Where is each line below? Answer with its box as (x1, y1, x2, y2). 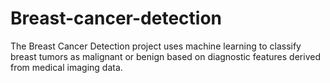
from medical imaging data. (10, 61, 123, 73)
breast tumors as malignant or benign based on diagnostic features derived (10, 50, 321, 62)
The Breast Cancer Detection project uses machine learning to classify (10, 40, 302, 52)
